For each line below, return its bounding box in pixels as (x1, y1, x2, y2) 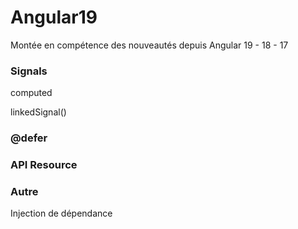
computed (10, 87, 53, 99)
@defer (10, 131, 48, 145)
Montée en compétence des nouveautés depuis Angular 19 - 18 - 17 (10, 39, 289, 51)
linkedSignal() (10, 106, 67, 118)
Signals (10, 64, 48, 78)
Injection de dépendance (10, 207, 113, 220)
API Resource (10, 158, 78, 172)
